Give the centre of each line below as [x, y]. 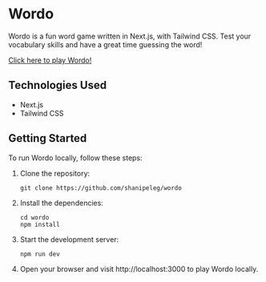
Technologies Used [57, 85]
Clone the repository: [55, 173]
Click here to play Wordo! [50, 60]
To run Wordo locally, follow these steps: [75, 158]
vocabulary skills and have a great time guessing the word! [105, 44]
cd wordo [34, 217]
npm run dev [40, 254]
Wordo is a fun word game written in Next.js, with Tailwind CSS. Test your [130, 36]
